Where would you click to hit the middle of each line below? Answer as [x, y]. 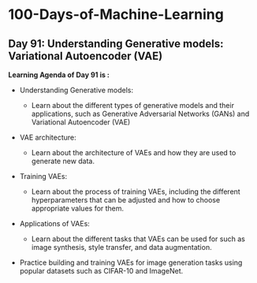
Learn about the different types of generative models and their [133, 105]
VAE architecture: [48, 137]
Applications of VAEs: [55, 223]
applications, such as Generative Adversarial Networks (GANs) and [140, 114]
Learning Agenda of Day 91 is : [59, 75]
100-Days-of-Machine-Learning [116, 15]
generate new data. [63, 161]
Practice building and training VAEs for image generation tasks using [131, 263]
